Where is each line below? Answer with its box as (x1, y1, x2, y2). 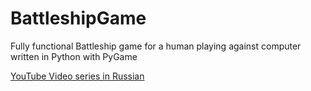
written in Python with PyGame (10, 50, 138, 62)
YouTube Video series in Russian (10, 70, 145, 82)
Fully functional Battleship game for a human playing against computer (10, 40, 302, 52)
